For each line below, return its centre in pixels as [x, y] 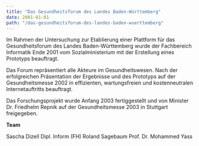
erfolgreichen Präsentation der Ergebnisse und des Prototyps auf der [91, 77]
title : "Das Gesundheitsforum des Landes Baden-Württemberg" [84, 12]
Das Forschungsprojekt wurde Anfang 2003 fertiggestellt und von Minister [97, 101]
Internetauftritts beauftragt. [40, 89]
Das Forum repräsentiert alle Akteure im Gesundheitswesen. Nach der [92, 70]
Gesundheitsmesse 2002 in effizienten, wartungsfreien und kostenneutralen [100, 83]
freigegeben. [22, 113]
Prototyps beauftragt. [32, 59]
